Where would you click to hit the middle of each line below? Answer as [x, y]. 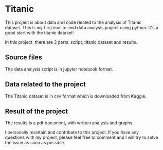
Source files [24, 58]
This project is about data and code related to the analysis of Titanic [73, 22]
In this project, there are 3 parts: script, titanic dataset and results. [71, 42]
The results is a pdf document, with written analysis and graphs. [69, 123]
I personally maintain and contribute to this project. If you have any [72, 133]
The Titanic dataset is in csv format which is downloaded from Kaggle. [76, 96]
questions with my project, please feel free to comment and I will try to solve [81, 137]
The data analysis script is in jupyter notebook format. [59, 69]
